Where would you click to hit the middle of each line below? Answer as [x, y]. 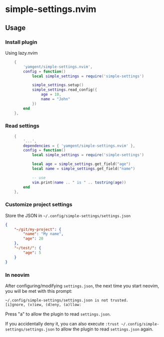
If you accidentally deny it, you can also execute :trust [62, 323]
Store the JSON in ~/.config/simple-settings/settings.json [68, 215]
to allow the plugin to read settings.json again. [104, 329]
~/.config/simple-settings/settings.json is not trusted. [67, 300]
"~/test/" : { [28, 248]
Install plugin [21, 42]
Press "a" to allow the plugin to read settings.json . [58, 314]
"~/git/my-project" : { [38, 229]
